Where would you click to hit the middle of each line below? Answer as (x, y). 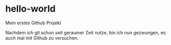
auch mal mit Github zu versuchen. (42, 38)
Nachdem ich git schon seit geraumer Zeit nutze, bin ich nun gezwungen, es (86, 32)
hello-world (31, 9)
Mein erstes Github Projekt (33, 23)
